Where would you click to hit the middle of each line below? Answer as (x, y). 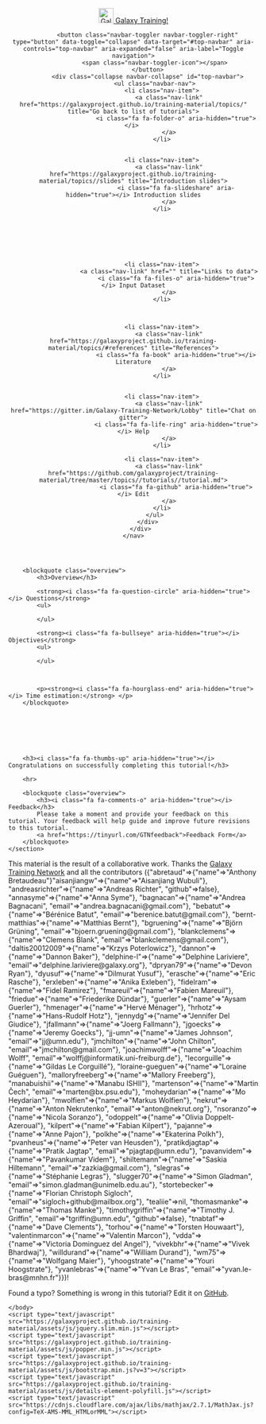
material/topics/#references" (98, 348)
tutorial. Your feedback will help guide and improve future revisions (129, 821)
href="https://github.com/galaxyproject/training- (133, 473)
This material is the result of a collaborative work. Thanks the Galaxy (120, 863)
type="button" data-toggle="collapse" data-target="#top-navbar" (123, 42)
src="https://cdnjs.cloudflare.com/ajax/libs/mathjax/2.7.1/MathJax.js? (131, 1405)
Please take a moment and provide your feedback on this (133, 814)
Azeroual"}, (27, 1125)
